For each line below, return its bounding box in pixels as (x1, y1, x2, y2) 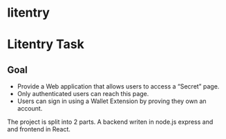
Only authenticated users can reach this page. (17, 90, 149, 98)
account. (17, 104, 43, 113)
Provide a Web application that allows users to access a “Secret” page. (17, 82, 220, 91)
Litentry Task (7, 37, 84, 53)
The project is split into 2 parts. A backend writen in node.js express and (7, 118, 214, 126)
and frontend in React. (7, 125, 71, 133)
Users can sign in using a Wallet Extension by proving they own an (17, 97, 207, 105)
